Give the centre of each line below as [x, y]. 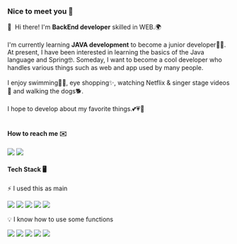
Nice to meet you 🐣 [40, 11]
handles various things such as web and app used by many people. [105, 68]
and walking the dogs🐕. [48, 91]
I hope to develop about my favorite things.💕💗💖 [76, 109]
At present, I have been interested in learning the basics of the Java [106, 52]
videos [220, 83]
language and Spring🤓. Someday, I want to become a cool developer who [115, 60]
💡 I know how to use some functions [60, 219]
